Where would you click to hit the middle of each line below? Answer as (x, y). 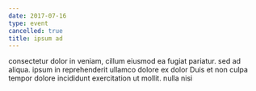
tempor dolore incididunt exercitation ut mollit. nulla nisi (101, 78)
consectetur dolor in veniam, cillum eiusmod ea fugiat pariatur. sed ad (124, 61)
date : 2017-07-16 (38, 16)
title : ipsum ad (36, 38)
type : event (28, 23)
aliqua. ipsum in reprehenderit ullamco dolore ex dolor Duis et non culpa (128, 70)
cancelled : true (36, 31)
